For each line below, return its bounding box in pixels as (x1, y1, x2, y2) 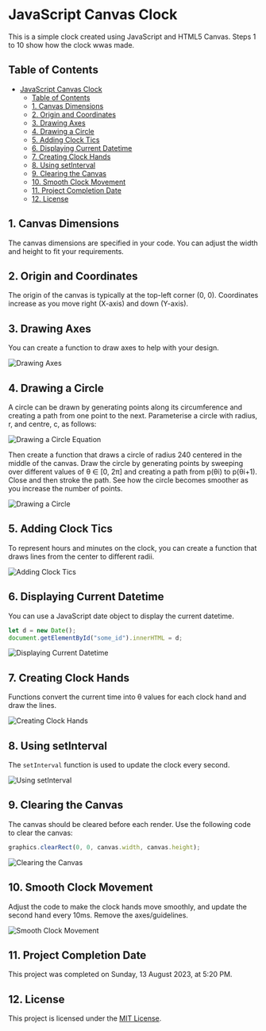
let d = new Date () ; (8, 626, 77, 634)
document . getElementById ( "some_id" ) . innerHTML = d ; (8, 633, 183, 642)
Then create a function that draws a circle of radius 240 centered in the (8, 450, 242, 460)
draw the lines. (8, 701, 57, 710)
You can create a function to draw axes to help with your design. (8, 343, 220, 352)
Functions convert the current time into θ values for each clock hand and (8, 692, 247, 702)
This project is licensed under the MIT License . (8, 1014, 162, 1023)
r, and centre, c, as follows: (8, 419, 97, 429)
